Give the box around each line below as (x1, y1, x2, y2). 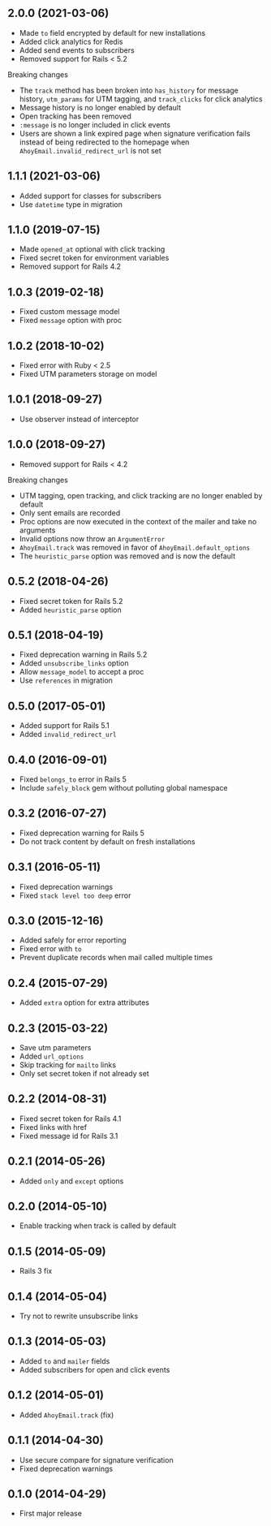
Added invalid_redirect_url (19, 730, 117, 739)
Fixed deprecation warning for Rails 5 (19, 828, 145, 838)
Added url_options (19, 1051, 84, 1061)
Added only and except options (19, 1176, 124, 1186)
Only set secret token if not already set (19, 1069, 149, 1078)
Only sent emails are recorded (19, 507, 121, 518)
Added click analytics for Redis (19, 37, 123, 46)
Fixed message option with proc (19, 316, 123, 325)
